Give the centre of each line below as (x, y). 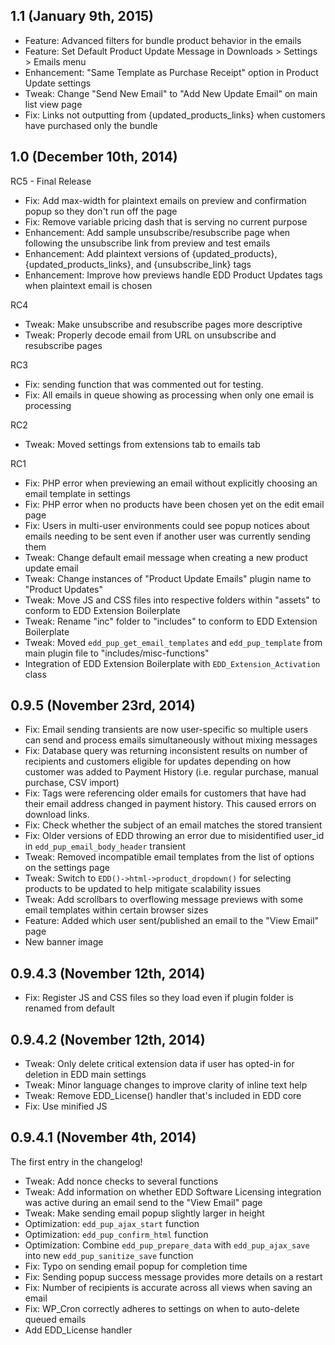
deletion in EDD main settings (85, 1075)
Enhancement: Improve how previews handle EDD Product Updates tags (173, 275)
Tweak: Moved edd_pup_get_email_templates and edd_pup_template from (173, 642)
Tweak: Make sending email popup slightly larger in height (144, 1213)
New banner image (64, 942)
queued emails (55, 1319)
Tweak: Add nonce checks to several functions (121, 1181)
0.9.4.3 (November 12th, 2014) (108, 973)
